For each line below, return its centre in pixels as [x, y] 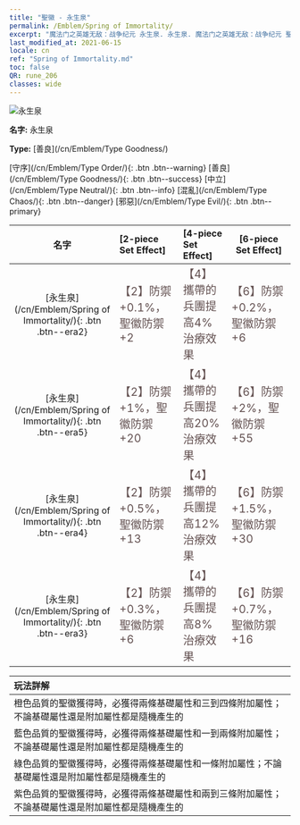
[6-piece [259, 239]
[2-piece [139, 239]
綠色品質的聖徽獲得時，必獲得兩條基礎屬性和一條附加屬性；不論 [148, 763]
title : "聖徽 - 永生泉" [50, 17]
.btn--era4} [62, 533]
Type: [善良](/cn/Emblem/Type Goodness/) [89, 148]
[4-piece [203, 233]
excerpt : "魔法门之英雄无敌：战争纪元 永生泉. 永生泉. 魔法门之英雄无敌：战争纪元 [146, 34]
